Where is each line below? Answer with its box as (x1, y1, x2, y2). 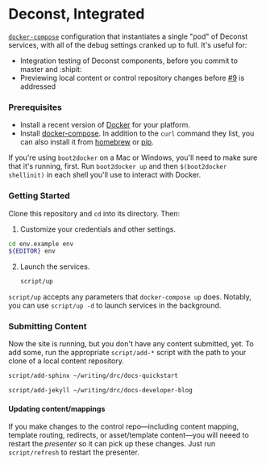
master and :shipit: (19, 64, 82, 73)
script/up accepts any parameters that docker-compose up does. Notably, (8, 292, 251, 302)
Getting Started (8, 191, 70, 202)
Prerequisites (8, 102, 62, 113)
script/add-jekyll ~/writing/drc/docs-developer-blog (8, 387, 193, 395)
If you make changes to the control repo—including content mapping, (8, 421, 239, 432)
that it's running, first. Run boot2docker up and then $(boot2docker (8, 161, 227, 171)
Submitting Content (8, 320, 87, 332)
